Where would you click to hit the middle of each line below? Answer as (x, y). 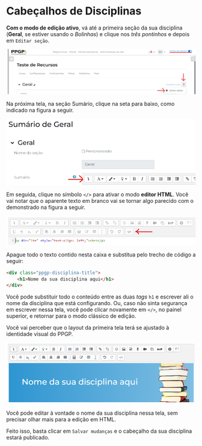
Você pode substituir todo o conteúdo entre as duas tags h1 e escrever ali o (100, 297)
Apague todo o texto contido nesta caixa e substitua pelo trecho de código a (101, 255)
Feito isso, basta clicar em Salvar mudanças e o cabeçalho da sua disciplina (99, 431)
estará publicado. (28, 438)
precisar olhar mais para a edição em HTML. (61, 420)
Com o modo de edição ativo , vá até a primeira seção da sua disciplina (94, 28)
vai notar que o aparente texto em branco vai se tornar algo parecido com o (100, 201)
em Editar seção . (28, 40)
